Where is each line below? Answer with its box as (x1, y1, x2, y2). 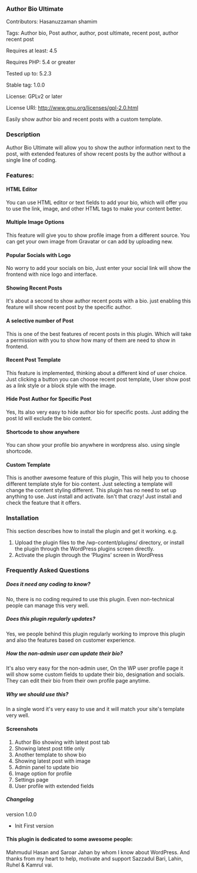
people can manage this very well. (6, 602, 89, 609)
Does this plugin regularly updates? (6, 615, 96, 622)
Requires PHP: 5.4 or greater (6, 58, 76, 66)
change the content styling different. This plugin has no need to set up (6, 487, 176, 494)
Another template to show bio (14, 751, 86, 758)
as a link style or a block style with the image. (6, 382, 116, 389)
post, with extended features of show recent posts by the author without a (6, 150, 186, 157)
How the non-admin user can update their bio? (6, 650, 123, 657)
